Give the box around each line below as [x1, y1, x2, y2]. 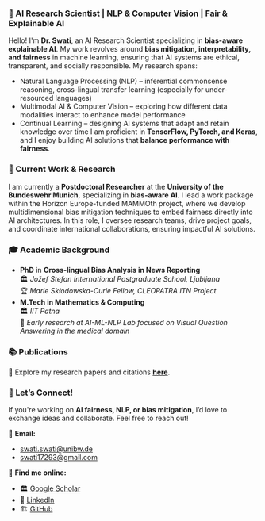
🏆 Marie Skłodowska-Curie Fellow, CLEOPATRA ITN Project [19, 285, 217, 295]
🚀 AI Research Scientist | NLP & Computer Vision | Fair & [8, 8, 229, 19]
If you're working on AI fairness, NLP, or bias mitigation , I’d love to [8, 405, 228, 415]
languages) [55, 94, 93, 103]
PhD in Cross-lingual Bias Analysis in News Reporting [19, 265, 201, 274]
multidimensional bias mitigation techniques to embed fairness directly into [8, 207, 253, 216]
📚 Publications [8, 346, 69, 357]
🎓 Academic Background [8, 244, 109, 255]
